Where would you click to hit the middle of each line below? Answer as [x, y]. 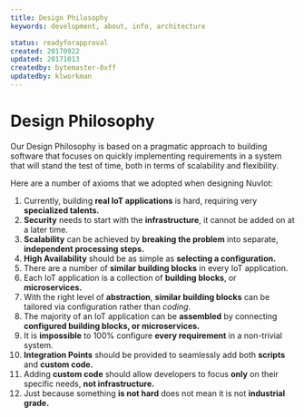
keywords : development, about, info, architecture [108, 26]
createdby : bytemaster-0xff [64, 68]
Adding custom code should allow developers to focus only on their [151, 373]
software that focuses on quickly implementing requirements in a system [146, 156]
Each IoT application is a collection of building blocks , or [130, 277]
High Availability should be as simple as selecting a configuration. [149, 258]
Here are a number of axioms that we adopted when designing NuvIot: [142, 183]
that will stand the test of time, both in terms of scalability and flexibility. [145, 165]
